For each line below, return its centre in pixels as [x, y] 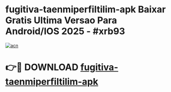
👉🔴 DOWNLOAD [42, 67]
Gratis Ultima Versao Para [61, 20]
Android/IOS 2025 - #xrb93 [65, 31]
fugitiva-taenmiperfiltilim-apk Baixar [85, 10]
